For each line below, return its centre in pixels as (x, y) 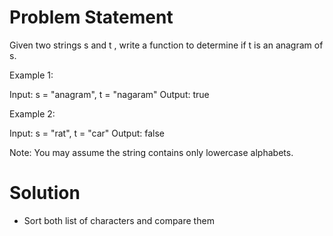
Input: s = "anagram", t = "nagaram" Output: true (109, 94)
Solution (45, 193)
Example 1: (31, 75)
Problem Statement (91, 17)
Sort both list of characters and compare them (119, 220)
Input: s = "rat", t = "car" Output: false (87, 133)
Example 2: (32, 113)
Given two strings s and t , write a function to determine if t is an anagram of (166, 45)
